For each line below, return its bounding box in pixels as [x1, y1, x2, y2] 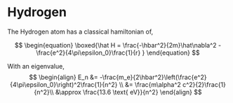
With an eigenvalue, [7, 62, 65, 70]
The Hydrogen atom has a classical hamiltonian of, [7, 27, 154, 36]
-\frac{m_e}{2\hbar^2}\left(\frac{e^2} [99, 73, 207, 81]
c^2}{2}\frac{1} [182, 80, 227, 88]
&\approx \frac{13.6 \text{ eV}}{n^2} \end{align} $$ [55, 88, 202, 96]
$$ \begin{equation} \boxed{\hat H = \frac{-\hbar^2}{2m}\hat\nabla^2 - [14, 41, 222, 49]
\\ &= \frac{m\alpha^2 [119, 80, 181, 88]
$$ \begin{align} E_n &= [29, 73, 98, 81]
